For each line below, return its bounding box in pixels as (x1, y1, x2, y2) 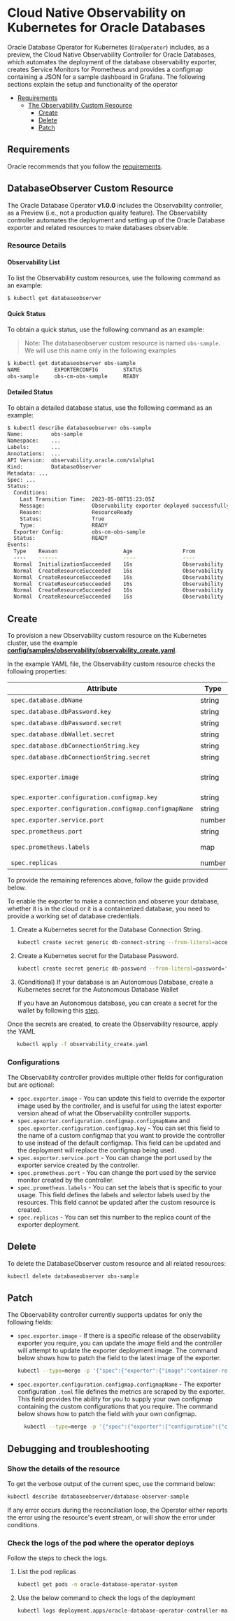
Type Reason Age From (13, 548, 196, 555)
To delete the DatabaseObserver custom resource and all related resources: (7, 1259, 226, 1267)
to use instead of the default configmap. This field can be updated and (17, 1138, 222, 1147)
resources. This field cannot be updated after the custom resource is (17, 1198, 216, 1206)
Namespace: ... (7, 437, 61, 445)
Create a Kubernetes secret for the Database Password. (17, 951, 179, 959)
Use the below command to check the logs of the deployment (17, 1593, 196, 1602)
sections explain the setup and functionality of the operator (7, 80, 178, 88)
